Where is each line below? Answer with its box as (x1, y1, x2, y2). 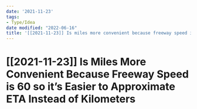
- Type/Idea (6, 19, 35, 25)
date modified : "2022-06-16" (6, 24, 77, 31)
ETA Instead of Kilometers (6, 93, 136, 106)
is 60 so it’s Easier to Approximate (6, 80, 176, 93)
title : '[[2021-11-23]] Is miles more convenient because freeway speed (6, 30, 188, 36)
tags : (6, 14, 19, 20)
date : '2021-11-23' (6, 8, 54, 15)
